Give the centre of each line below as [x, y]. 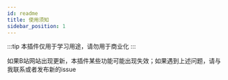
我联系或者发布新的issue [42, 70]
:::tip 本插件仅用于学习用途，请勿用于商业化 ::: [72, 46]
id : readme [23, 13]
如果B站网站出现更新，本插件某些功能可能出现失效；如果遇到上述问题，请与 [114, 61]
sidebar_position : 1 [37, 26]
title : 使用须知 [28, 20]
